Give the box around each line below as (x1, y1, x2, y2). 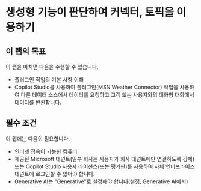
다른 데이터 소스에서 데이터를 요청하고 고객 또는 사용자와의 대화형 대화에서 (20, 91, 195, 98)
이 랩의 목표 (5, 46, 46, 56)
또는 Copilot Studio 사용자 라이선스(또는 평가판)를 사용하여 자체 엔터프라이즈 (14, 163, 195, 170)
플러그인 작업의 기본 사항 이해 (14, 76, 84, 83)
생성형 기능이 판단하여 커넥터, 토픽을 (5, 5, 175, 19)
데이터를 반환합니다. (14, 99, 61, 106)
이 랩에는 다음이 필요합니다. (5, 135, 70, 142)
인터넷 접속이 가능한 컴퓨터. (14, 148, 79, 155)
